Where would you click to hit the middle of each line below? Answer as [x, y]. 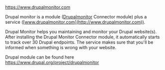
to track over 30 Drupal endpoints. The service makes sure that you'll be [79, 42]
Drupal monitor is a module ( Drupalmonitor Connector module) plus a [76, 17]
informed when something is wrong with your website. [61, 47]
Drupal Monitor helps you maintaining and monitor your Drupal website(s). [81, 32]
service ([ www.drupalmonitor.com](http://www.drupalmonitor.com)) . [75, 22]
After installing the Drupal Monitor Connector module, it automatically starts [82, 37]
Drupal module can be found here [40, 57]
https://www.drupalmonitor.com [38, 7]
